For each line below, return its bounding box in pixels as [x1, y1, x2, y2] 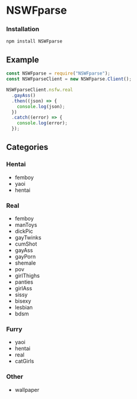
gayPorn [14, 253, 36, 260]
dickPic [14, 228, 33, 235]
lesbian [14, 304, 33, 311]
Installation [6, 25, 40, 33]
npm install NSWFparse [6, 38, 63, 45]
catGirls [14, 358, 35, 365]
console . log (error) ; [17, 120, 68, 126]
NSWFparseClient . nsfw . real [6, 87, 73, 93]
